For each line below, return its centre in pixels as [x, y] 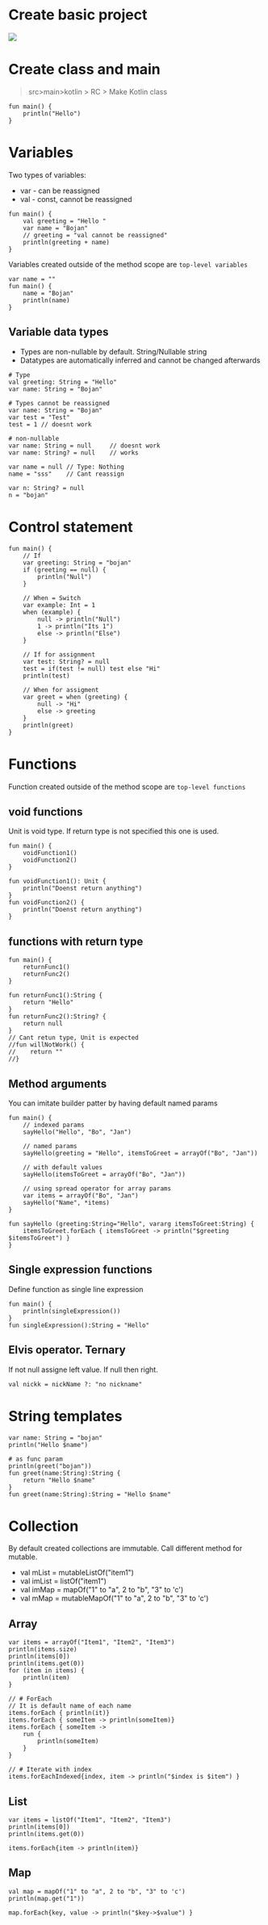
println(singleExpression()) [72, 1311]
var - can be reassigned [60, 191]
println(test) [46, 676]
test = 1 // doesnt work [50, 424]
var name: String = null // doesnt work [84, 446]
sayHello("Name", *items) [67, 1202]
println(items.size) [43, 1650]
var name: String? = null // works [73, 453]
